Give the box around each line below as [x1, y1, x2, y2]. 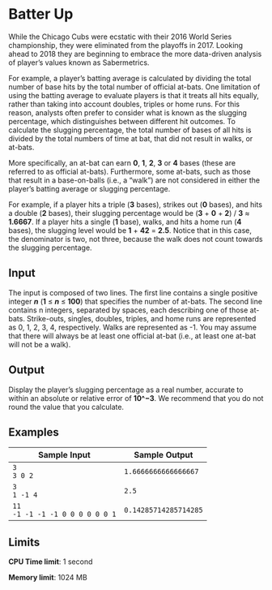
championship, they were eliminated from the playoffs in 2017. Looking [8, 40, 244, 50]
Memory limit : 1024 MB [8, 573, 87, 583]
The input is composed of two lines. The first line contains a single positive [8, 287, 258, 297]
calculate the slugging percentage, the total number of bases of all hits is [8, 125, 252, 135]
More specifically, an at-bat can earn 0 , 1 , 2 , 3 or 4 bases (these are [8, 157, 236, 167]
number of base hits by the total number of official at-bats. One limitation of [8, 82, 261, 92]
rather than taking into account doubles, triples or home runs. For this [8, 99, 240, 109]
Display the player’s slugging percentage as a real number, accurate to [8, 385, 244, 394]
